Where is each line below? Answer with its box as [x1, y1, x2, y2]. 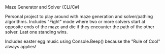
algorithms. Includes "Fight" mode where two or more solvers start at [5, 19, 146, 24]
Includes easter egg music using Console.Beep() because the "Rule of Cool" [5, 38, 161, 44]
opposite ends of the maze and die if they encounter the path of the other [5, 24, 155, 30]
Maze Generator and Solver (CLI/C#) [5, 4, 80, 10]
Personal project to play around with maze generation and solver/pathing [5, 14, 153, 19]
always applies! [5, 44, 36, 49]
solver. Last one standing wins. [5, 29, 68, 35]
